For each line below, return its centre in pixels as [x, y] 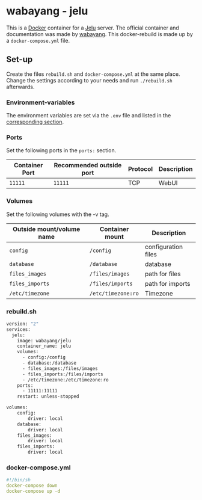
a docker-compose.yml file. [38, 40]
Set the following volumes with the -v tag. [58, 214]
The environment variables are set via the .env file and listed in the [89, 116]
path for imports [168, 283]
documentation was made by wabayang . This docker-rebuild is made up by [100, 34]
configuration [164, 247]
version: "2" [23, 324]
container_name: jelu [44, 346]
